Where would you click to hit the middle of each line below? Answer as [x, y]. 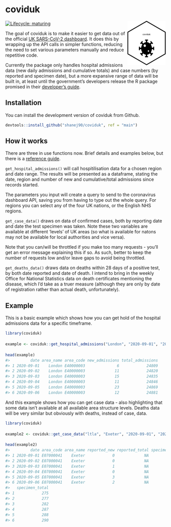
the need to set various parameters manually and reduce [65, 50]
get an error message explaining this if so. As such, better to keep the [78, 253]
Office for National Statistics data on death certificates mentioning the [79, 279]
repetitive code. [22, 55]
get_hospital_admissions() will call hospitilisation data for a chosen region [83, 169]
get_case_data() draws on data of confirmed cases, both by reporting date [84, 221]
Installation [23, 103]
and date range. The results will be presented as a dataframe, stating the [81, 174]
